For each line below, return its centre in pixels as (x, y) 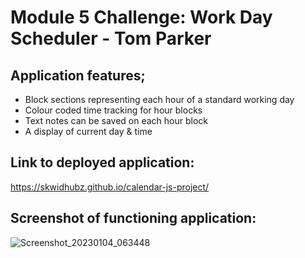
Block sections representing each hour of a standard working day (159, 99)
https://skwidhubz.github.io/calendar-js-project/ (110, 187)
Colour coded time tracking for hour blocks (113, 110)
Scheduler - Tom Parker (111, 38)
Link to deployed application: (102, 162)
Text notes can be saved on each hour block (116, 120)
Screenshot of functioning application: (133, 218)
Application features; (78, 75)
